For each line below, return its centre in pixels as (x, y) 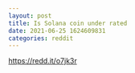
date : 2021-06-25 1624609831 (57, 30)
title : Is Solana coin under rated (68, 23)
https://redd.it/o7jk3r (43, 61)
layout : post (30, 16)
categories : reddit (41, 38)
